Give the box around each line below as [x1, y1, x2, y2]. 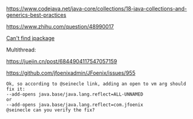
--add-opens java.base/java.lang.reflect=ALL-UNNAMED [6, 91, 144, 97]
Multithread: [6, 46, 37, 53]
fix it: [6, 86, 26, 92]
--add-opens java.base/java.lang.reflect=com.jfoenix [6, 102, 144, 108]
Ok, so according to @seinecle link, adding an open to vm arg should [6, 81, 186, 87]
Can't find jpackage [6, 35, 55, 41]
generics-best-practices [6, 11, 67, 19]
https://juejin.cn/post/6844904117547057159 [6, 58, 117, 65]
